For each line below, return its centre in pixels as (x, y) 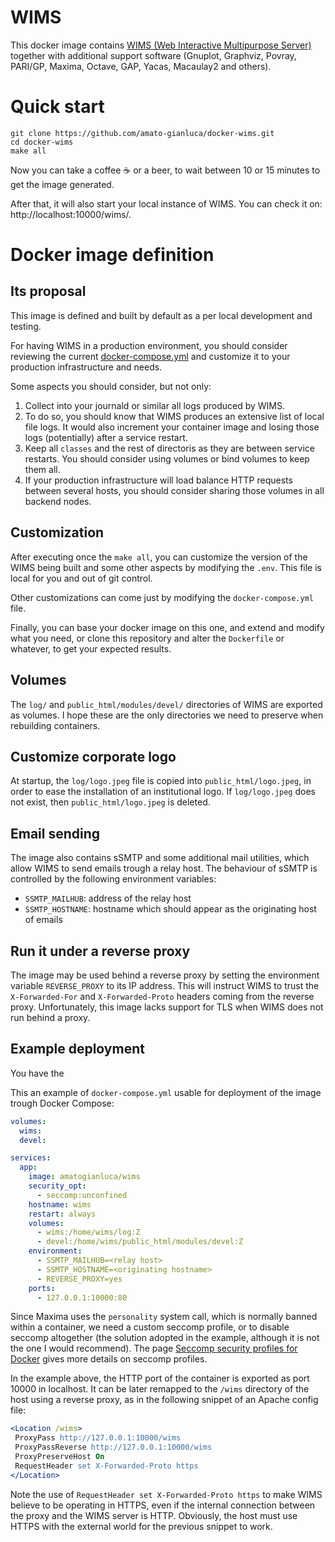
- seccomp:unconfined (82, 1195)
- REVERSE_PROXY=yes (79, 1279)
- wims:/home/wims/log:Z (88, 1232)
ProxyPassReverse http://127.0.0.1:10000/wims (113, 1447)
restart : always (62, 1214)
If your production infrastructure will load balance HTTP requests (158, 480)
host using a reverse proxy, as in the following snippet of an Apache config (164, 1400)
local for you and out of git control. (81, 578)
